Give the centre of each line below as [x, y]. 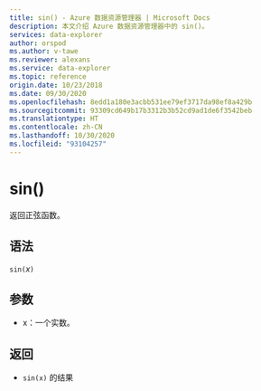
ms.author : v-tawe [44, 52]
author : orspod [38, 43]
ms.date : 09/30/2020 [48, 93]
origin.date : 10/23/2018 [56, 85]
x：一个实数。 [48, 323]
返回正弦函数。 [37, 215]
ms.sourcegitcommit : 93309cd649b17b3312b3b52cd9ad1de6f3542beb [131, 110]
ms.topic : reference [48, 77]
